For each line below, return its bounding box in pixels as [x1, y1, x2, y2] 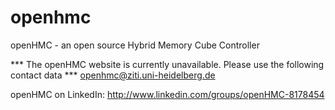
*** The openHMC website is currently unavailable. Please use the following [10, 58, 325, 70]
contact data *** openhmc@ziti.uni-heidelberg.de [10, 69, 216, 81]
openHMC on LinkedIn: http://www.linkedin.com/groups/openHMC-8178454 [10, 88, 325, 100]
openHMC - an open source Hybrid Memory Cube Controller [10, 39, 260, 51]
